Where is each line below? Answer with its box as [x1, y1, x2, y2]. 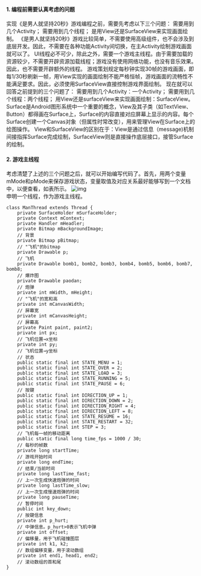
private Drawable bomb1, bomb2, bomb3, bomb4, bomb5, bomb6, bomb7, [17, 261, 193, 267]
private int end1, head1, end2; [17, 552, 98, 559]
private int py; [17, 341, 59, 348]
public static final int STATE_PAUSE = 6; [17, 381, 126, 387]
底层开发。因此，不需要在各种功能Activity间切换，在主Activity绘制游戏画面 [6, 43, 192, 50]
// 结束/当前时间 [17, 466, 56, 472]
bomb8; [6, 266, 23, 273]
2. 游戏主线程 [6, 156, 39, 163]
